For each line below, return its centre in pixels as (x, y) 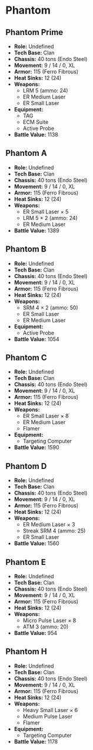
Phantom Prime (34, 32)
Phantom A (26, 153)
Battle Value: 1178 (36, 741)
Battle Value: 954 (36, 633)
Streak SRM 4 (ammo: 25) (54, 531)
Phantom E (26, 562)
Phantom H (26, 652)
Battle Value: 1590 (36, 448)
